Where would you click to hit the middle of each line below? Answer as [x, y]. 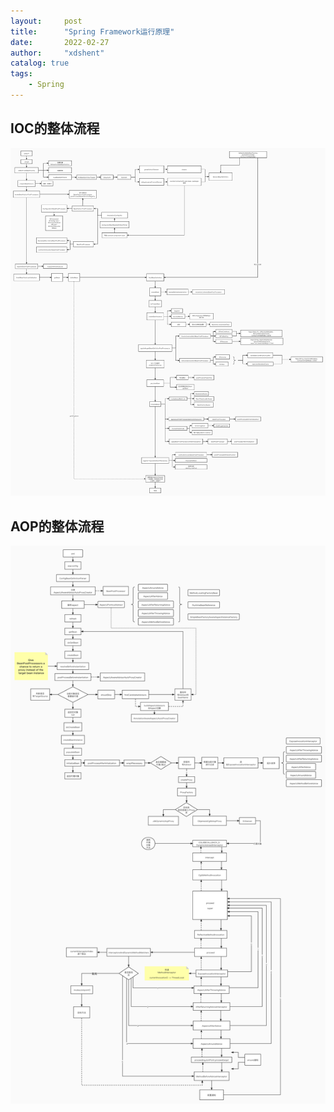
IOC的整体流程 [55, 128]
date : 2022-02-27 [60, 42]
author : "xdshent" [57, 53]
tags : [21, 74]
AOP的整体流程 [57, 526]
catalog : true [40, 63]
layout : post [46, 21]
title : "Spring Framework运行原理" [92, 31]
